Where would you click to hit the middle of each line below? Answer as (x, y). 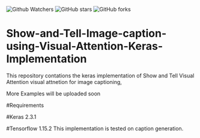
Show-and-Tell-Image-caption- (86, 34)
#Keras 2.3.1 (21, 116)
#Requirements (25, 105)
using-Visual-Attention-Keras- (85, 46)
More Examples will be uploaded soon (53, 94)
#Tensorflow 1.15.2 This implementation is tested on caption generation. (95, 128)
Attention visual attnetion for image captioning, (64, 82)
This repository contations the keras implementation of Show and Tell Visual (100, 76)
